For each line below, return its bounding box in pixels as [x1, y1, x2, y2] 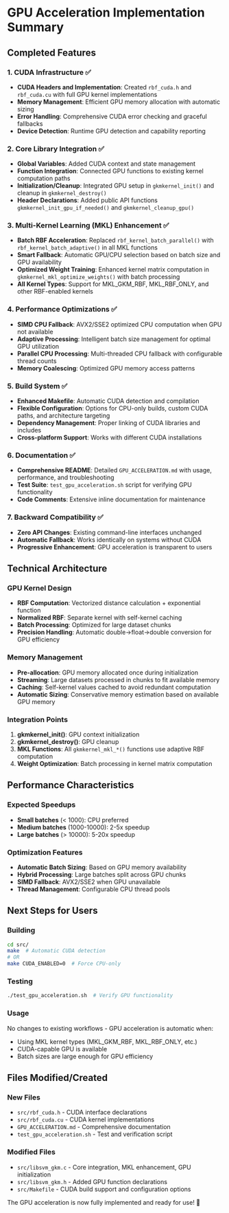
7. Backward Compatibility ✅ [7, 512, 104, 522]
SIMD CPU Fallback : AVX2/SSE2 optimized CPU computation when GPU [16, 320, 222, 328]
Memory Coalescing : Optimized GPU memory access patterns [16, 364, 195, 372]
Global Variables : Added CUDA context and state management [16, 160, 196, 168]
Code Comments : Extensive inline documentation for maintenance [16, 495, 206, 503]
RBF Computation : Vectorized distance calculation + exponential [16, 599, 201, 607]
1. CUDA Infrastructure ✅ [7, 67, 91, 77]
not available [16, 327, 53, 336]
